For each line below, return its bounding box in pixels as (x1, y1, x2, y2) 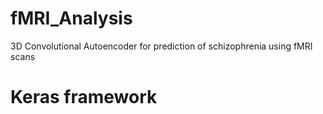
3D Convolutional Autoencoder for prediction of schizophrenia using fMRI (10, 40, 313, 52)
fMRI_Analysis (10, 7, 133, 30)
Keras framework (10, 86, 158, 109)
